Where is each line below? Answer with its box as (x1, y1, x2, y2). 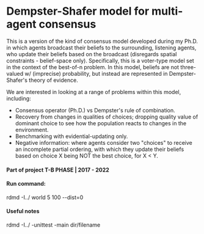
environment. (15, 126, 49, 133)
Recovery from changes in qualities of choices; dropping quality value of (15, 113, 199, 120)
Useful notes (6, 208, 40, 215)
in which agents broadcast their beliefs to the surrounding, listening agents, (6, 44, 197, 51)
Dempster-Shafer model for (6, 4, 150, 18)
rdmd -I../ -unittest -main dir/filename (6, 221, 101, 229)
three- (180, 63, 197, 71)
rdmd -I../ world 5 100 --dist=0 (6, 194, 84, 201)
